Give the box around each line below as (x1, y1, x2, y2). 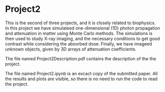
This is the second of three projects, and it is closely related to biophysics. (5, 20, 156, 26)
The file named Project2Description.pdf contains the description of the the (5, 55, 157, 61)
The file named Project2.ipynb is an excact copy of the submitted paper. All (5, 70, 158, 76)
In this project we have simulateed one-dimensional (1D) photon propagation (5, 25, 160, 31)
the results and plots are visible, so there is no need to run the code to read (5, 76, 158, 82)
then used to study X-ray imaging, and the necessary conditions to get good (5, 36, 160, 42)
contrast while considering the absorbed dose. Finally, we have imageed (5, 41, 152, 46)
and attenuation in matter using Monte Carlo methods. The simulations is (5, 30, 153, 36)
